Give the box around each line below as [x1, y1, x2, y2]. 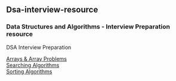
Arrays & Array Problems [6, 55, 67, 62]
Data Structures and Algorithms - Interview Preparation [6, 23, 170, 31]
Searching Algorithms [6, 61, 60, 68]
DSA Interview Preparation [6, 43, 72, 51]
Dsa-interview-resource [6, 5, 98, 15]
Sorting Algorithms [6, 68, 53, 75]
